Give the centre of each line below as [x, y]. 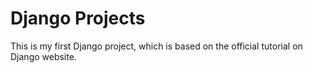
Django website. [43, 56]
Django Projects [78, 18]
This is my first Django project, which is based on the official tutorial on [156, 46]
